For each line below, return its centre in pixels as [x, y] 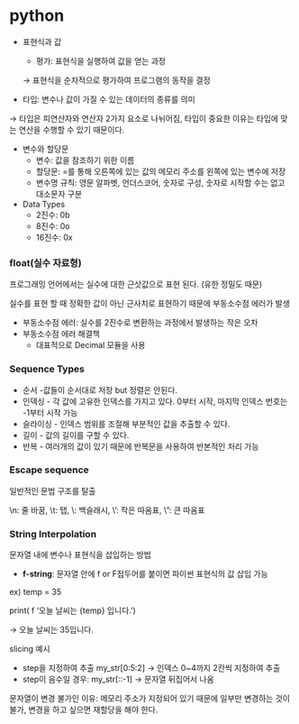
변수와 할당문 [45, 149]
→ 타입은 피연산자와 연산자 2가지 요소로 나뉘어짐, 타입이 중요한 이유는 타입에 [144, 118]
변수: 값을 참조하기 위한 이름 [85, 160]
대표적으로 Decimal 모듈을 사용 [91, 345]
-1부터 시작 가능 [50, 412]
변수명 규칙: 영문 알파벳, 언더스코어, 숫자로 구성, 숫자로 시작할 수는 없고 [160, 182]
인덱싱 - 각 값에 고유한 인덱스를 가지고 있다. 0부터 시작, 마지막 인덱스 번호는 [155, 401]
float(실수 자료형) [46, 262]
